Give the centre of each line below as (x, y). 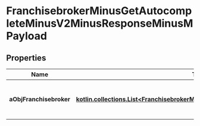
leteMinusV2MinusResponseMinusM (100, 23)
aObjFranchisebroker (40, 99)
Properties (26, 58)
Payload (27, 36)
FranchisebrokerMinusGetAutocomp (99, 11)
